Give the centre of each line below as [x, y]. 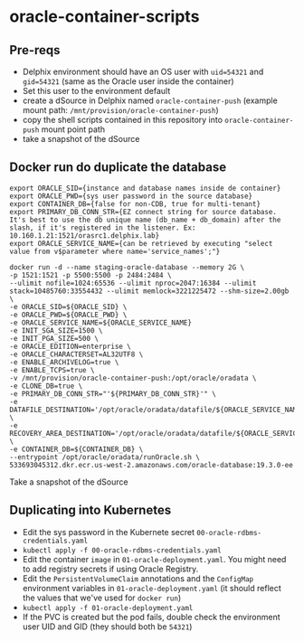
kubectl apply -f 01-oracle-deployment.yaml [108, 608]
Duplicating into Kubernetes [90, 510]
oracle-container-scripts [104, 17]
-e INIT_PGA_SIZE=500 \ [54, 338]
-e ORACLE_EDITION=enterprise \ [70, 346]
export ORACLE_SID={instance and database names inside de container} [145, 188]
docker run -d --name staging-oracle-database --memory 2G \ [127, 267]
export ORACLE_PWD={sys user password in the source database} [131, 196]
